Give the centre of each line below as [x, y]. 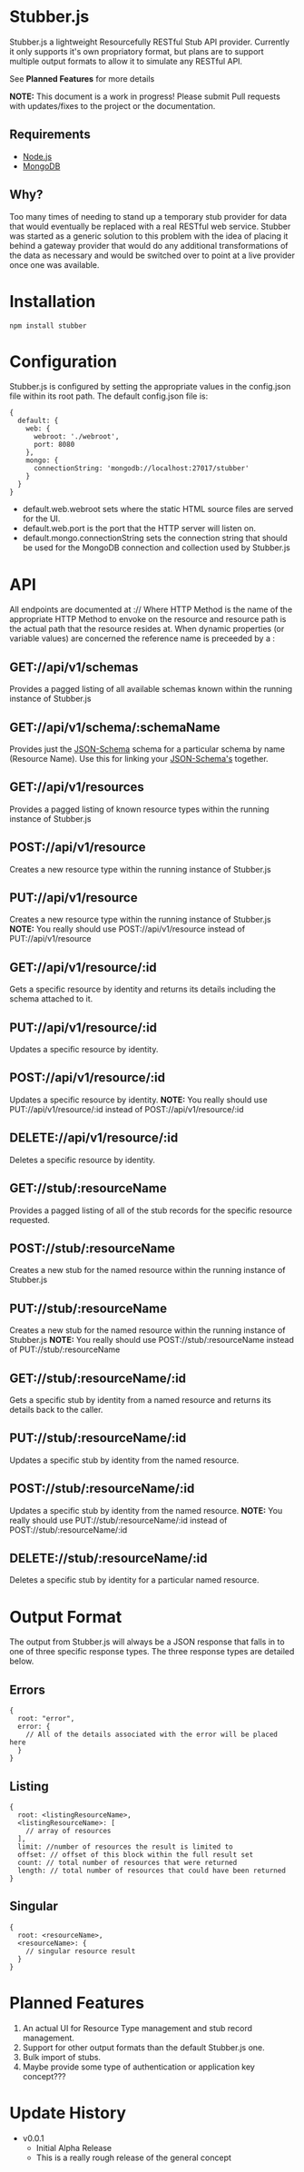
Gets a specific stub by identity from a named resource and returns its [141, 1399]
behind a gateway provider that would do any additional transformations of [149, 245]
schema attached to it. [51, 999]
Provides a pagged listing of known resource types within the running [139, 809]
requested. [29, 1219]
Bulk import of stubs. [62, 2057]
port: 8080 [54, 445]
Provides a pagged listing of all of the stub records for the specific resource [151, 1210]
